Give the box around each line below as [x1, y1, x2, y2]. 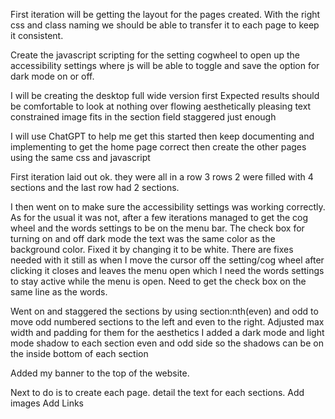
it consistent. [10, 30, 64, 41]
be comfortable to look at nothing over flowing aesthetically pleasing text [10, 100, 312, 112]
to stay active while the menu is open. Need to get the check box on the [10, 275, 307, 287]
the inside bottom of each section [10, 348, 149, 359]
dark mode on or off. [10, 70, 95, 82]
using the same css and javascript [10, 152, 151, 163]
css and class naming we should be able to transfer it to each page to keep [10, 19, 320, 31]
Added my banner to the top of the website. [10, 367, 190, 379]
